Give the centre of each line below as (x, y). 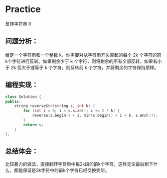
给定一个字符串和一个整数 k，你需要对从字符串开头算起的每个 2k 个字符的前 (83, 55)
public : (13, 102)
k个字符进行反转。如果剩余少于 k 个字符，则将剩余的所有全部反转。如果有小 (83, 61)
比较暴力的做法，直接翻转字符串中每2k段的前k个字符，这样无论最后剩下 (79, 164)
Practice (23, 9)
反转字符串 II (18, 24)
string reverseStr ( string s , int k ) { (55, 106)
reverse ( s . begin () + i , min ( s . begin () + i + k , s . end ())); (95, 116)
